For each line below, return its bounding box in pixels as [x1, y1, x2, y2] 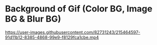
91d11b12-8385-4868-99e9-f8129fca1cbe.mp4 [5, 34, 99, 40]
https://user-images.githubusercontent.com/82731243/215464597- [5, 29, 140, 35]
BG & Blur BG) [5, 13, 61, 24]
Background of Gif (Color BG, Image [5, 3, 153, 14]
